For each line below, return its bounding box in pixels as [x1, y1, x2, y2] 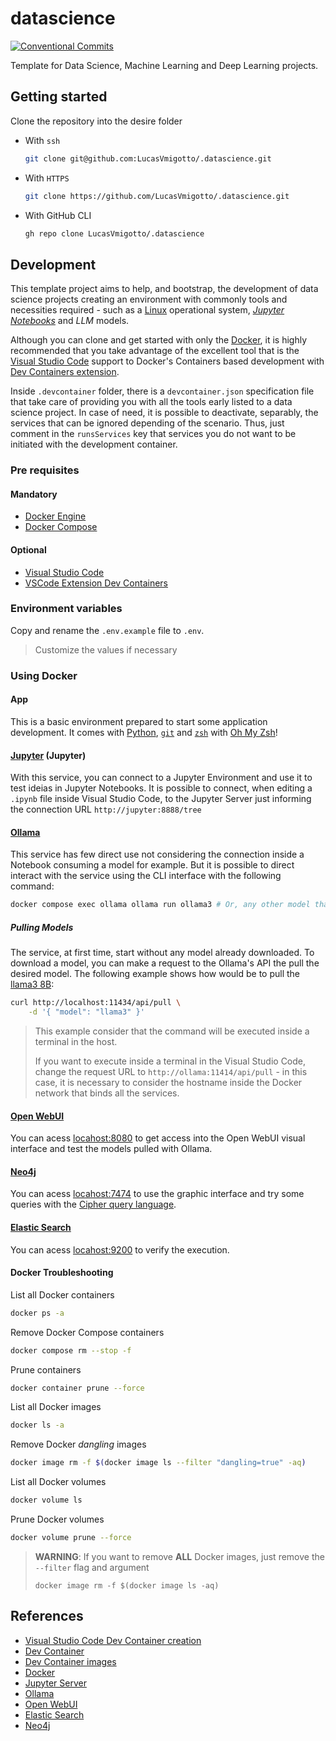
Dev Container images [24, 1655, 117, 1667]
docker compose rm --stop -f [10, 1345, 132, 1356]
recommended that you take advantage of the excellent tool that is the [10, 345, 300, 357]
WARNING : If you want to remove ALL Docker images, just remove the [34, 1550, 325, 1562]
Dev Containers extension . [10, 366, 120, 378]
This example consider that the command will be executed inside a [34, 1025, 310, 1037]
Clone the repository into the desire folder [10, 115, 183, 127]
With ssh [24, 134, 61, 146]
